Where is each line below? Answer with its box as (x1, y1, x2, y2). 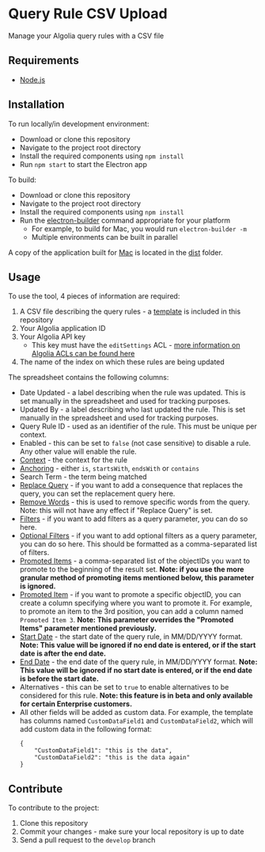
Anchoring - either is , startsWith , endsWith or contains (19, 464, 200, 474)
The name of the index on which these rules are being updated (19, 357, 225, 367)
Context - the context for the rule (19, 455, 128, 465)
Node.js (19, 74, 46, 84)
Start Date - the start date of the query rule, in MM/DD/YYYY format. (19, 632, 243, 641)
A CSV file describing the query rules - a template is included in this (19, 306, 241, 317)
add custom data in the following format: (19, 725, 153, 734)
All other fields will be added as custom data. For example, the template (19, 708, 253, 717)
